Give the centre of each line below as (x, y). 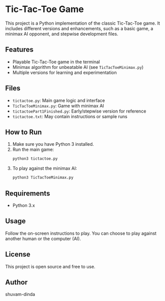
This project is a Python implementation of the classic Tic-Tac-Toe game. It (83, 23)
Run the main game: (33, 150)
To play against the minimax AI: (45, 168)
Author (16, 282)
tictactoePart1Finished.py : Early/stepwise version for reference (79, 111)
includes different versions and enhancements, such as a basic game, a (79, 28)
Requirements (28, 193)
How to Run (24, 132)
